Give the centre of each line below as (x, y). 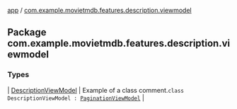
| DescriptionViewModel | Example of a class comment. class (96, 90)
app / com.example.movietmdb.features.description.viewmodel (100, 10)
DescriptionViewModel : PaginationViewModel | (76, 98)
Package (27, 32)
